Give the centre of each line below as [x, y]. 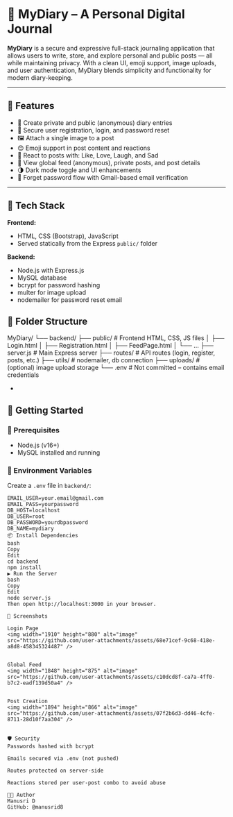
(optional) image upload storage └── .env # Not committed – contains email [116, 368]
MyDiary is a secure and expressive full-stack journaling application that [111, 48]
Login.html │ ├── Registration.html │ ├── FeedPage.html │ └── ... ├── [110, 346]
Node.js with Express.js [51, 270]
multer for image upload [52, 292]
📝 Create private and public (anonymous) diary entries [95, 123]
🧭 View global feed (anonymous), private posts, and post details [109, 162]
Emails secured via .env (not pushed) [63, 759]
